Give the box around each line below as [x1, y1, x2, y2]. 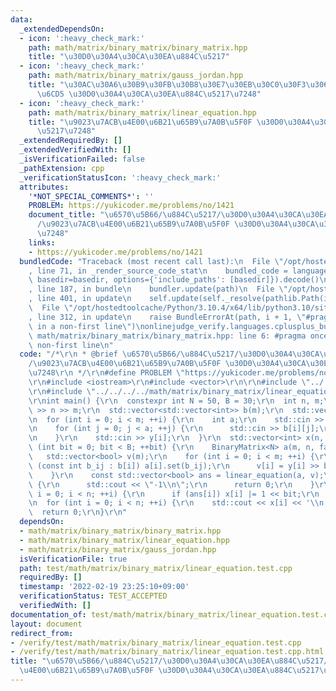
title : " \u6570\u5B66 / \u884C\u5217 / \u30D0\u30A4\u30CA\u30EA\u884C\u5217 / [10, 656, 329, 666]
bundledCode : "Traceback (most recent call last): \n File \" [19, 256, 284, 266]
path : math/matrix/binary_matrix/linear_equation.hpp [28, 107, 257, 118]
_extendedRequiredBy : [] [19, 136, 123, 146]
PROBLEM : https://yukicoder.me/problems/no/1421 [28, 201, 235, 211]
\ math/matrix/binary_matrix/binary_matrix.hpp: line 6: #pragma [28, 331, 307, 341]
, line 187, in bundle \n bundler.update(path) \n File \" [28, 284, 288, 295]
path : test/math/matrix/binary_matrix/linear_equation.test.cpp [19, 563, 293, 573]
